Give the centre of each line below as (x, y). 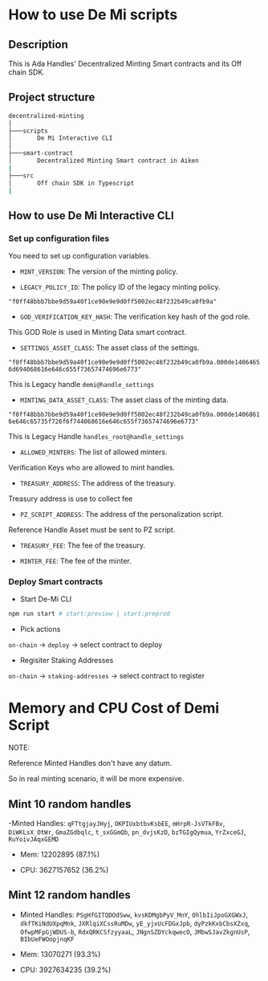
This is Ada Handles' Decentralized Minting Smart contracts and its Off (125, 63)
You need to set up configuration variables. (79, 256)
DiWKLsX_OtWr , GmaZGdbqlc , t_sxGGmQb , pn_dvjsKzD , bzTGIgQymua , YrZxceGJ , (127, 832)
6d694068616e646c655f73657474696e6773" (75, 370)
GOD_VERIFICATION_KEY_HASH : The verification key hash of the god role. (135, 317)
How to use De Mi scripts (93, 15)
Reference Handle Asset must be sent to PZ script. (92, 530)
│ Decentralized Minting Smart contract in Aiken (104, 161)
